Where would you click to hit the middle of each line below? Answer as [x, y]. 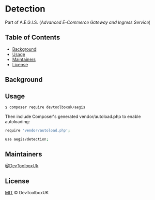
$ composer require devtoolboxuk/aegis [45, 107]
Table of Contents [33, 37]
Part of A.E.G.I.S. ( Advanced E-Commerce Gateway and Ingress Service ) [78, 22]
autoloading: [17, 121]
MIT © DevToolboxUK [27, 193]
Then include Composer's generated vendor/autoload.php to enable [73, 116]
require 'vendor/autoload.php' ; [38, 130]
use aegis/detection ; [27, 139]
